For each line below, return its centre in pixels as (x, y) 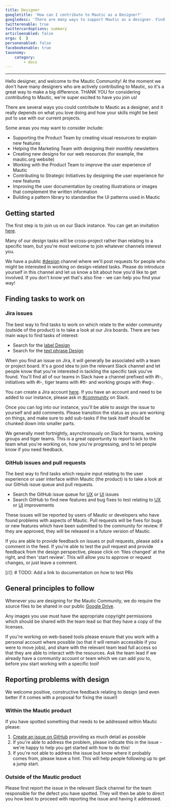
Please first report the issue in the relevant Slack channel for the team (78, 788)
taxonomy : (16, 52)
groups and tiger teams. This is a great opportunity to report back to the (81, 438)
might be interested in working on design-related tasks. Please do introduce (85, 267)
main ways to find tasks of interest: (42, 335)
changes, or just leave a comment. (41, 563)
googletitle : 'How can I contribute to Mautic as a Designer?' (74, 15)
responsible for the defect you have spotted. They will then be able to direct (85, 793)
